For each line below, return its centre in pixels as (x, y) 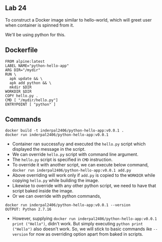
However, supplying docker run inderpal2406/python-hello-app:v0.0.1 (84, 218)
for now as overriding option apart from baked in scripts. (86, 234)
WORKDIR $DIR (18, 91)
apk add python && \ (30, 83)
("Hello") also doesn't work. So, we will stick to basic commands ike (82, 229)
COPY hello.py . (22, 96)
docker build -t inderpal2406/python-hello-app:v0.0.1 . (65, 131)
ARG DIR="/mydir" (23, 70)
